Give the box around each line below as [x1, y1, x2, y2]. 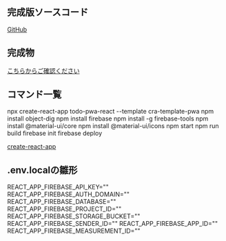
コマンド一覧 [7, 89, 62, 101]
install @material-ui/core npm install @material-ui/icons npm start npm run [7, 122, 219, 130]
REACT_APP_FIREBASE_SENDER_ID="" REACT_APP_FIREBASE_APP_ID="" [7, 220, 218, 228]
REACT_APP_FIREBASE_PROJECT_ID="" [7, 205, 122, 213]
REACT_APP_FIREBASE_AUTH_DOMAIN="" [7, 190, 130, 198]
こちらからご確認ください [7, 66, 80, 74]
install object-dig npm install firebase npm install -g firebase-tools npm [7, 114, 209, 123]
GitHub [7, 25, 28, 33]
